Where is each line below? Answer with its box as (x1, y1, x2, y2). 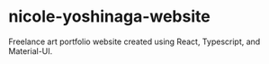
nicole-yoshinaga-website (8, 6, 211, 27)
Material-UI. (8, 45, 53, 56)
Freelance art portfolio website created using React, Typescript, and (8, 36, 261, 47)
